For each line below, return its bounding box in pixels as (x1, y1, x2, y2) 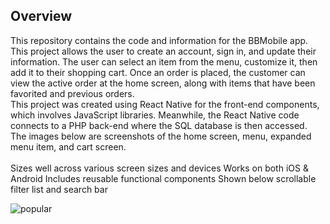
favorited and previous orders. (10, 87, 135, 99)
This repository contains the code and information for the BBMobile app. (10, 34, 309, 46)
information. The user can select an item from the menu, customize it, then (10, 55, 318, 68)
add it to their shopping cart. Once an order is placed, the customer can (10, 66, 306, 78)
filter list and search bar (10, 183, 108, 195)
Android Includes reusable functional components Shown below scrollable (10, 172, 317, 184)
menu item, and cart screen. (10, 140, 127, 153)
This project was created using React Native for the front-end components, (10, 98, 320, 110)
